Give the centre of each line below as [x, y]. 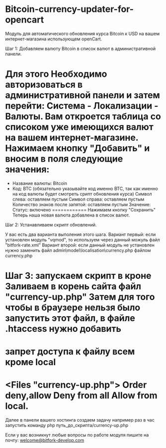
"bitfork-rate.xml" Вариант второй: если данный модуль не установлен [80, 245]
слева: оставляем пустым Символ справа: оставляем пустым [78, 199]
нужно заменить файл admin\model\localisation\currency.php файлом [78, 250]
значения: [27, 169]
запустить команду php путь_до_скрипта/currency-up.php [67, 426]
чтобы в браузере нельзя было [73, 308]
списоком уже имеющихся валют [80, 127]
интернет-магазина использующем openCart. [54, 39]
